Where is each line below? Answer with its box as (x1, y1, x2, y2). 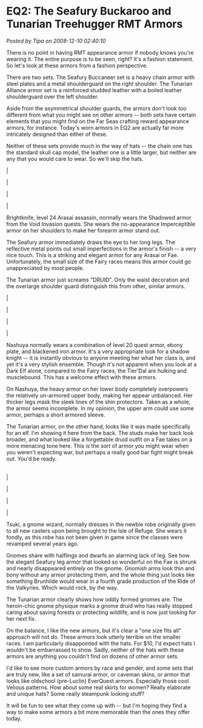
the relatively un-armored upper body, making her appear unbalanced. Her (6, 391, 193, 399)
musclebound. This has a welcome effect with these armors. (6, 373, 158, 380)
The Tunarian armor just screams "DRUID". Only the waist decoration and (6, 276, 190, 283)
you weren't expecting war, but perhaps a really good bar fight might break (6, 448, 194, 456)
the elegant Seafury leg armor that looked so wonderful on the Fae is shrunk (6, 558, 197, 565)
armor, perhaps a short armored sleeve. (6, 411, 105, 418)
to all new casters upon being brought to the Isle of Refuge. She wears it (6, 527, 187, 534)
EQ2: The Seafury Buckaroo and (6, 4, 171, 18)
